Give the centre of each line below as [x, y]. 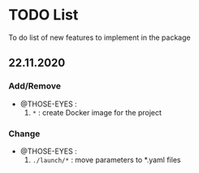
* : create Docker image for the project [97, 112]
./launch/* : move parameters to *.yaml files [106, 159]
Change [24, 133]
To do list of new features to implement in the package [99, 37]
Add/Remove [35, 86]
